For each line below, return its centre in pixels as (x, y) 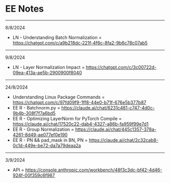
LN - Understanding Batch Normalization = (57, 37)
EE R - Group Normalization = (43, 129)
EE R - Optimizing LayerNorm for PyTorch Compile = (67, 118)
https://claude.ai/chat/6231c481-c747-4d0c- (108, 107)
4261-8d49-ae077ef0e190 (40, 134)
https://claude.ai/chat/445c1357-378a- (116, 129)
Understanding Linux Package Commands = (59, 97)
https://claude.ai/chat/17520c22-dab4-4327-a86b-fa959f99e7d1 (80, 124)
